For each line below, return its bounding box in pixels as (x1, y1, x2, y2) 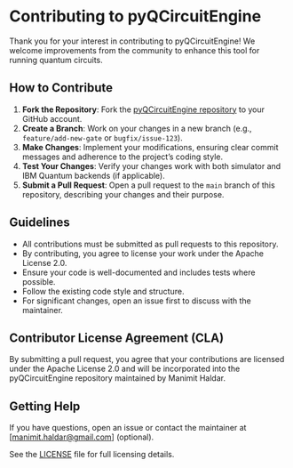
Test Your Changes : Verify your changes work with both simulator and (21, 160, 281, 171)
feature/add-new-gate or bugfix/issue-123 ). (21, 132, 184, 143)
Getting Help (9, 399, 81, 414)
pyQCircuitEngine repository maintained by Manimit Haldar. (9, 373, 226, 383)
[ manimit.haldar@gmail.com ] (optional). (9, 432, 154, 442)
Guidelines (9, 215, 70, 230)
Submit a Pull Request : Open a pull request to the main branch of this (21, 180, 275, 190)
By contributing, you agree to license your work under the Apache (21, 247, 265, 259)
